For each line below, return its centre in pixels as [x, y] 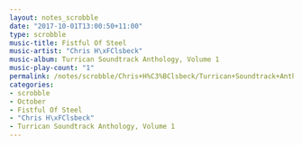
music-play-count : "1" [52, 68]
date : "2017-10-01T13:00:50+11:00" [76, 26]
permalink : [30, 77]
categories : [32, 85]
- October [28, 101]
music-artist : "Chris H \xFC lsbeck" [76, 51]
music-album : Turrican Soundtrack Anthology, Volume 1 [115, 59]
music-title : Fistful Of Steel [68, 43]
